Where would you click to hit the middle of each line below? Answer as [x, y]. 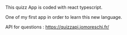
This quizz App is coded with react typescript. [54, 7]
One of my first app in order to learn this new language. [64, 17]
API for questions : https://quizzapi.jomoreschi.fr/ [57, 27]
